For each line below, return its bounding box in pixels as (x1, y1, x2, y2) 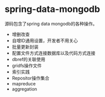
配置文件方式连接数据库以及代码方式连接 (11, 50, 95, 56)
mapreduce (11, 80, 36, 86)
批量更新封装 (11, 43, 38, 49)
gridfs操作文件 (11, 62, 42, 68)
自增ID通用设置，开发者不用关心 (11, 37, 78, 43)
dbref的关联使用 (11, 56, 45, 62)
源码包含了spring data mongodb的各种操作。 (4, 20, 97, 26)
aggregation (11, 86, 37, 92)
